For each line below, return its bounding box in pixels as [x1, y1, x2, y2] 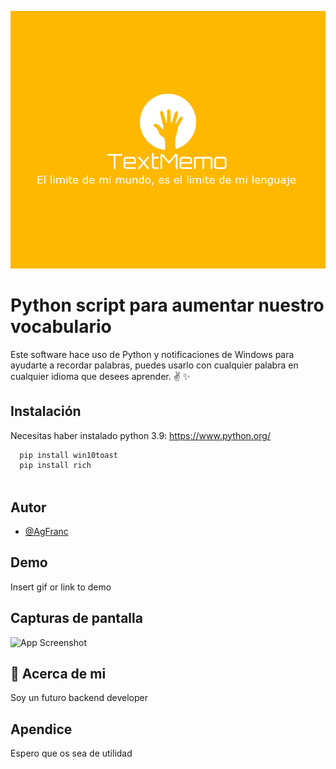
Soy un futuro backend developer [10, 692, 148, 704]
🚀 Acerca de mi [10, 665, 107, 682]
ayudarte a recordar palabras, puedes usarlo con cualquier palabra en [10, 359, 299, 371]
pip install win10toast [19, 450, 118, 460]
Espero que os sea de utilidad [10, 747, 133, 760]
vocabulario [10, 315, 112, 338]
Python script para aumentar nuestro [10, 294, 325, 316]
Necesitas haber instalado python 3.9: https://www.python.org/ [10, 429, 271, 441]
